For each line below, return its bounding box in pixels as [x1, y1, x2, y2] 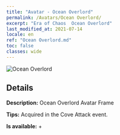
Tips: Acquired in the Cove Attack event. [6, 111, 108, 118]
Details [6, 83, 33, 93]
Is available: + [6, 122, 42, 130]
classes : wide [6, 49, 42, 55]
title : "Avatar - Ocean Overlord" [6, 9, 94, 15]
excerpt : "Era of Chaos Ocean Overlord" [6, 20, 113, 26]
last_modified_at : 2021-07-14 [6, 26, 83, 32]
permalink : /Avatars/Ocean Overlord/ [6, 15, 102, 21]
